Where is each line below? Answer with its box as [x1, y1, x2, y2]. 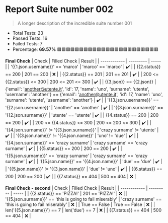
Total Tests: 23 [12, 30, 44, 36]
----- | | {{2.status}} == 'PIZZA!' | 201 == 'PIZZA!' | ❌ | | [13, 190, 128, 196]
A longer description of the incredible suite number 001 [17, 20, 132, 26]
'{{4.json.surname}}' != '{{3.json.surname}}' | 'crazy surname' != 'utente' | [5, 127, 159, 133]
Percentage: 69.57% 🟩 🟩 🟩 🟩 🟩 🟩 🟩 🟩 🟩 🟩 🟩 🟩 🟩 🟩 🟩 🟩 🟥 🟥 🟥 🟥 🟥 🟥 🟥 [12, 46, 158, 52]
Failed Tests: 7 [12, 40, 43, 46]
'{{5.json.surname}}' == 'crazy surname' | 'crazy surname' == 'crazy [5, 153, 148, 159]
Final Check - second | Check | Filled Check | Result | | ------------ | [5, 185, 148, 191]
